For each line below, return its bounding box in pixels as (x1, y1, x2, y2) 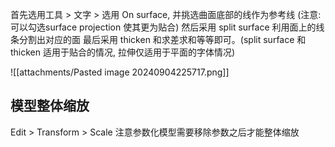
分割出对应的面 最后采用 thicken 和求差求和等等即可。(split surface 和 (18, 34, 307, 45)
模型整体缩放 (10, 98, 90, 115)
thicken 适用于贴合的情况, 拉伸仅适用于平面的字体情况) (10, 46, 236, 58)
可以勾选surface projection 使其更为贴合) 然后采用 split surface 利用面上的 (10, 21, 317, 33)
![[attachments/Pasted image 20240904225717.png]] (10, 66, 230, 78)
